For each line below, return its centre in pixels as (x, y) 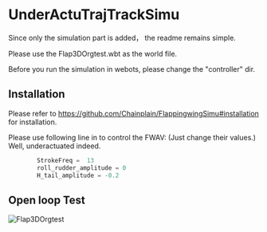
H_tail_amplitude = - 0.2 (78, 175)
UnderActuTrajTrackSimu (94, 15)
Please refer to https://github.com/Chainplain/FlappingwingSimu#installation (133, 113)
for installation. (33, 122)
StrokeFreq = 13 (65, 160)
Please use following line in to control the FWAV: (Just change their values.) (132, 137)
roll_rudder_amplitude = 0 (82, 168)
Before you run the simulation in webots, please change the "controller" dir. (132, 69)
